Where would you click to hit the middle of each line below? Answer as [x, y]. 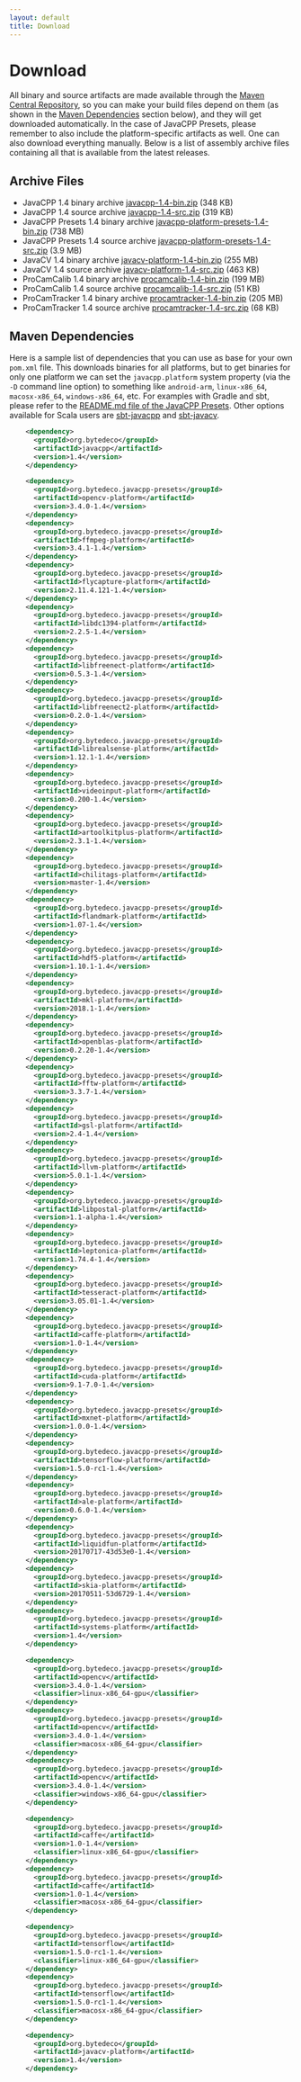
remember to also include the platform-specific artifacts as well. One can [145, 134]
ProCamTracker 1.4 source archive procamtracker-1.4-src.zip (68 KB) [150, 308]
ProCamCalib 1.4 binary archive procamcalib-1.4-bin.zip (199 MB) [143, 279]
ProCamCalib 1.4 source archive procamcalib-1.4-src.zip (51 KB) [141, 289]
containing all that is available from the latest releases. [110, 153]
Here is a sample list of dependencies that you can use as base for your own [151, 358]
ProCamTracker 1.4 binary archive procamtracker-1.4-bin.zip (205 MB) [153, 299]
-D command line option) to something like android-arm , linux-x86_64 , [138, 387]
